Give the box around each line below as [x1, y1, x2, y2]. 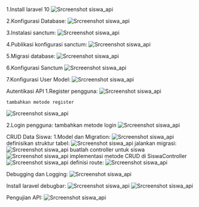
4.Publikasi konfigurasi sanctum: [6, 41, 88, 48]
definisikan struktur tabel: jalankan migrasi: [6, 139, 177, 147]
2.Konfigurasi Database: [6, 18, 67, 24]
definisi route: [69, 159, 104, 166]
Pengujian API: [6, 194, 43, 201]
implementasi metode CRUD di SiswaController [69, 153, 188, 159]
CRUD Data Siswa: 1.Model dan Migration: [6, 133, 111, 140]
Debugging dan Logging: [6, 171, 68, 177]
